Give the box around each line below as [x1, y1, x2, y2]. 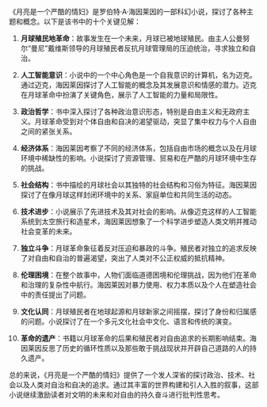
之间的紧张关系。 [20, 127, 77, 136]
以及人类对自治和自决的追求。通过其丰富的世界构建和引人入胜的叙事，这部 [15, 380, 259, 390]
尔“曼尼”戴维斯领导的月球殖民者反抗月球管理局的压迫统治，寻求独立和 [20, 44, 250, 53]
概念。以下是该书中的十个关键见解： [22, 17, 141, 26]
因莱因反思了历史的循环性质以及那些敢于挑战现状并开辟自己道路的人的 [20, 344, 250, 352]
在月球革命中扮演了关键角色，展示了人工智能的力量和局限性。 [20, 90, 223, 99]
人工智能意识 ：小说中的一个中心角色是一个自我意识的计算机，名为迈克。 [20, 70, 257, 79]
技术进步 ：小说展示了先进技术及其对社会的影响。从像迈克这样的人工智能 [20, 207, 257, 216]
